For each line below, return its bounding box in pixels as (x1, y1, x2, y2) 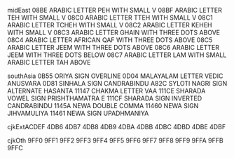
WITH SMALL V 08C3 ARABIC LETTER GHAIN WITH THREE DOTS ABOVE (7, 28, 221, 37)
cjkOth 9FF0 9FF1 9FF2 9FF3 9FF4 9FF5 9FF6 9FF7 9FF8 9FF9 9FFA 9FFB (7, 136, 223, 145)
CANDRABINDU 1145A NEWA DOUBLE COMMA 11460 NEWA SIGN (7, 102, 199, 110)
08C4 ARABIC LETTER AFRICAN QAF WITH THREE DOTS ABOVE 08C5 (7, 36, 213, 44)
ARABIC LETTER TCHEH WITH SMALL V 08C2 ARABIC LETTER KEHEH (7, 21, 212, 29)
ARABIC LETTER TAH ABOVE (7, 58, 91, 66)
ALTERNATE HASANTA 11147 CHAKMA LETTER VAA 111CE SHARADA (7, 87, 206, 95)
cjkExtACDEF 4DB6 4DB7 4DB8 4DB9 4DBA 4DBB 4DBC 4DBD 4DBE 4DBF (7, 123, 226, 131)
